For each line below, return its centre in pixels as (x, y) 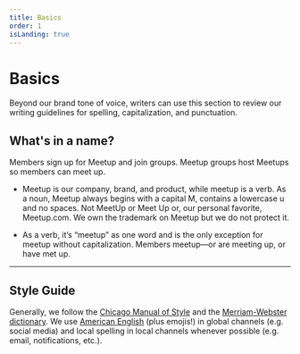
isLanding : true (39, 34)
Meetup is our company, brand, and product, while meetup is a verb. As (154, 190)
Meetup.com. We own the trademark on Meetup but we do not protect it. (156, 218)
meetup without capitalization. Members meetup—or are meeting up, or (154, 244)
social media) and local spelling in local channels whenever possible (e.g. (144, 331)
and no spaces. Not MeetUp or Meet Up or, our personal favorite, (142, 208)
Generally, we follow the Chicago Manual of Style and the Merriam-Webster (148, 312)
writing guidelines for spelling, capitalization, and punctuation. (124, 113)
